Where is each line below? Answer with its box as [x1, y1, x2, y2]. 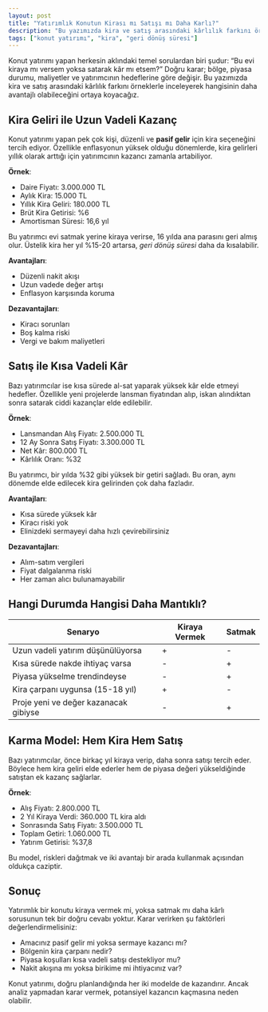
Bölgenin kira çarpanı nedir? [19, 946, 112, 956]
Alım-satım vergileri [19, 557, 85, 566]
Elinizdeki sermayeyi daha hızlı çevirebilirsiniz [19, 526, 170, 536]
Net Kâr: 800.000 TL [19, 446, 88, 455]
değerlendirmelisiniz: [8, 922, 77, 932]
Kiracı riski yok [19, 518, 69, 527]
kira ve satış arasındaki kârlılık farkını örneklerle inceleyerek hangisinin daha [8, 82, 258, 91]
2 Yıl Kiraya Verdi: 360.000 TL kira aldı [19, 811, 146, 821]
